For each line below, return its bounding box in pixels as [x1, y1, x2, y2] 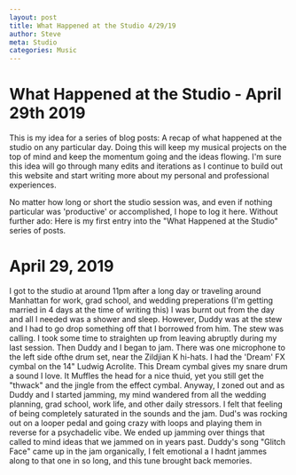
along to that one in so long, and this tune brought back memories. [9, 455, 253, 466]
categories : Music [9, 46, 77, 55]
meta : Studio [9, 37, 58, 47]
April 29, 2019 [9, 257, 114, 276]
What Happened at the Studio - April [9, 84, 282, 105]
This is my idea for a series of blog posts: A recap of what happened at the [9, 132, 282, 143]
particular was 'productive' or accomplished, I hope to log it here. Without [9, 206, 278, 218]
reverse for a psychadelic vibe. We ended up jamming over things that [9, 427, 266, 438]
